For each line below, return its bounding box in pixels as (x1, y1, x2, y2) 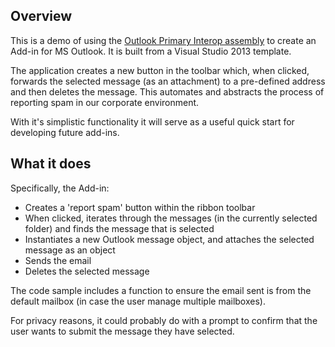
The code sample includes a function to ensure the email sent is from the (10, 284, 312, 296)
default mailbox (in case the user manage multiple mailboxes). (10, 295, 266, 307)
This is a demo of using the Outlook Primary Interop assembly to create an (10, 34, 317, 46)
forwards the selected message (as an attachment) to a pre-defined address (10, 75, 326, 87)
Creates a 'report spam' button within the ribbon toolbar (24, 201, 256, 213)
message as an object (24, 244, 116, 256)
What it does (10, 155, 92, 173)
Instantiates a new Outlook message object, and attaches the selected (24, 233, 315, 245)
